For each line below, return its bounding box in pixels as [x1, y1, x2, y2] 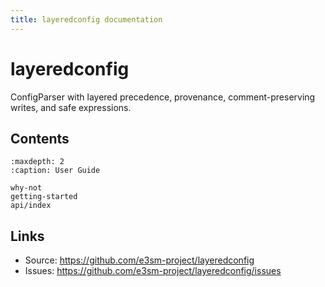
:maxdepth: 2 [10, 157, 65, 167]
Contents [10, 130, 70, 147]
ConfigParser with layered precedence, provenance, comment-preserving [10, 91, 316, 103]
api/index [10, 201, 52, 211]
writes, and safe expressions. [10, 101, 132, 113]
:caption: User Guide [10, 166, 101, 176]
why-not [10, 183, 43, 193]
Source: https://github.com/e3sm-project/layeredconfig [24, 254, 255, 266]
